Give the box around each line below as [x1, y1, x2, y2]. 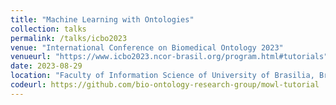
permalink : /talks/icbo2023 [10, 33, 128, 43]
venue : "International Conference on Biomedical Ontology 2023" [10, 42, 284, 53]
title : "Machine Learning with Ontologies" [10, 14, 195, 25]
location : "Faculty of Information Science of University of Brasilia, [10, 71, 315, 81]
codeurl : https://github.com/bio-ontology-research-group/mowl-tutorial [10, 80, 320, 90]
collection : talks [10, 24, 87, 34]
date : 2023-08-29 [10, 61, 83, 71]
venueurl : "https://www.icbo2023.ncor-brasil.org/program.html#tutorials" [10, 52, 329, 62]
